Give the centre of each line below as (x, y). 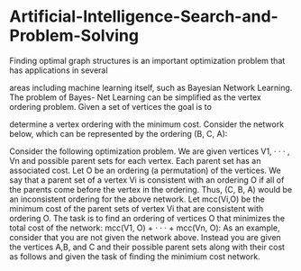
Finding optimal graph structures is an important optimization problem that (147, 60)
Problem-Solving (74, 36)
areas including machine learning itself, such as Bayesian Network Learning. (151, 87)
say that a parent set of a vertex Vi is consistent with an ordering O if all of (147, 180)
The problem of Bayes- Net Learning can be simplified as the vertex (135, 97)
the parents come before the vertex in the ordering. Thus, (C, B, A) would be (151, 189)
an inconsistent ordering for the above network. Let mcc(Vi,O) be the (137, 199)
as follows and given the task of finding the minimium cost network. (135, 256)
